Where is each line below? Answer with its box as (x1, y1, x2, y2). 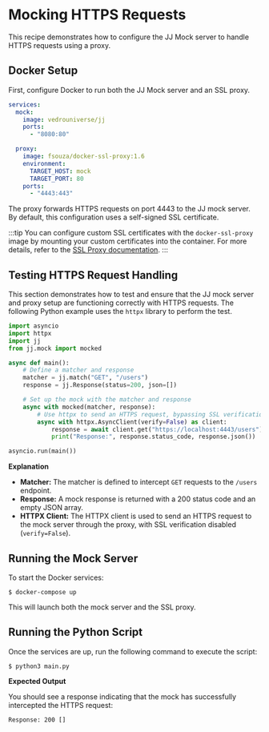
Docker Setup (8, 64, 78, 78)
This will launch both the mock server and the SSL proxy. (8, 602, 196, 612)
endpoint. (19, 486, 52, 496)
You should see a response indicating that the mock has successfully (8, 691, 237, 702)
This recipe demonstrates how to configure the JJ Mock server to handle (8, 32, 250, 42)
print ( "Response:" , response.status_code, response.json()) (50, 432, 256, 441)
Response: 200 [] (8, 715, 66, 724)
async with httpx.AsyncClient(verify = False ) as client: (37, 418, 227, 426)
